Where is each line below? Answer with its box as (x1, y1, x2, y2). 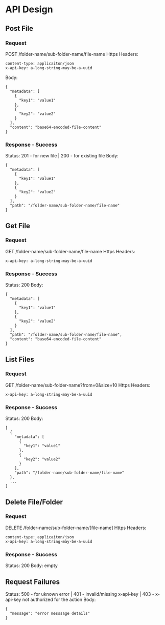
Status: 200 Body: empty (5, 562, 58, 569)
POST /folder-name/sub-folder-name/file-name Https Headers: (5, 51, 139, 57)
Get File (5, 221, 31, 230)
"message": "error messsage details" (10, 611, 90, 616)
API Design (5, 4, 53, 15)
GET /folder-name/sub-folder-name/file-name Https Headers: (5, 248, 135, 254)
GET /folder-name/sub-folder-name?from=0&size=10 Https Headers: (5, 382, 151, 388)
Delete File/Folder (5, 497, 63, 506)
